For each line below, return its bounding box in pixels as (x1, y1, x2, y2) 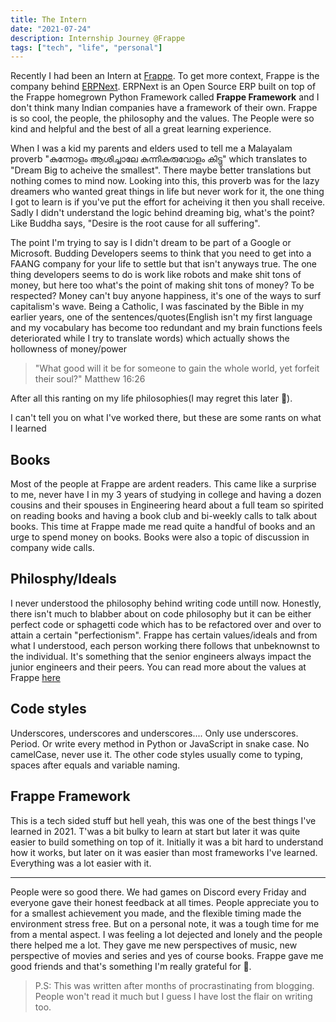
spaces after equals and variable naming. (10, 759, 181, 771)
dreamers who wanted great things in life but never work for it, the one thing (10, 186, 325, 198)
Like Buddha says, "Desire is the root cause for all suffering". (10, 217, 261, 230)
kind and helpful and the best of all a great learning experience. (10, 123, 272, 135)
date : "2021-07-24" (10, 24, 92, 34)
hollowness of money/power (10, 343, 128, 355)
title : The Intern (10, 14, 87, 25)
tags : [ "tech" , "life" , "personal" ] (10, 42, 163, 53)
